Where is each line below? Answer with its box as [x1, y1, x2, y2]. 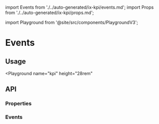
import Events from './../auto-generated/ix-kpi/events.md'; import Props [5, 5, 154, 10]
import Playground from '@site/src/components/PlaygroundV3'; [5, 20, 138, 25]
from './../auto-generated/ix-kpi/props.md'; [5, 10, 94, 16]
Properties [5, 100, 32, 107]
